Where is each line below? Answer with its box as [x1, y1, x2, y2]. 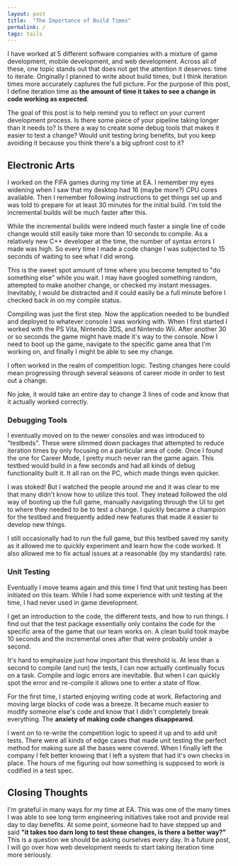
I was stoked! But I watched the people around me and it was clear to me [7, 483, 220, 492]
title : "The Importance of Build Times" [7, 17, 132, 24]
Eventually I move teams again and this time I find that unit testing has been [7, 583, 228, 592]
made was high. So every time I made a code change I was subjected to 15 [7, 245, 225, 253]
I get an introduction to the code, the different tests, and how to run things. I [7, 611, 229, 621]
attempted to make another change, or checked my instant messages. [7, 281, 212, 289]
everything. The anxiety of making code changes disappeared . [7, 714, 195, 723]
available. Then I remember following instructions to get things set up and [7, 193, 222, 202]
